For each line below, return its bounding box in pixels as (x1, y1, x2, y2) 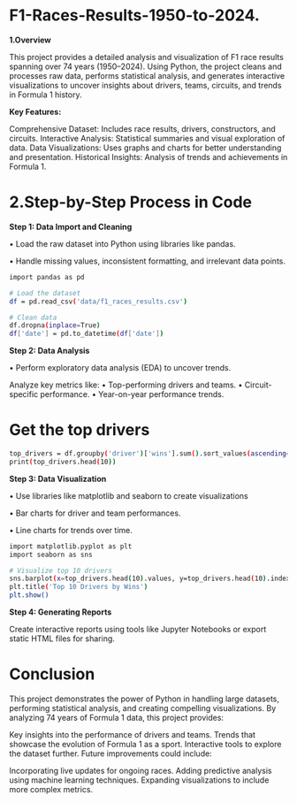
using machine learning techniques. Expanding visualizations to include (9, 775, 270, 785)
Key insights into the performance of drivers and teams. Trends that (9, 730, 256, 739)
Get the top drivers (9, 420, 150, 440)
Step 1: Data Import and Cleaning (9, 221, 133, 232)
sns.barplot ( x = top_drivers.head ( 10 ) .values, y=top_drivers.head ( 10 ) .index (9, 574, 291, 584)
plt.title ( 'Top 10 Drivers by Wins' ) (9, 583, 148, 592)
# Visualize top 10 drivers (9, 566, 113, 575)
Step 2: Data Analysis (9, 346, 90, 356)
